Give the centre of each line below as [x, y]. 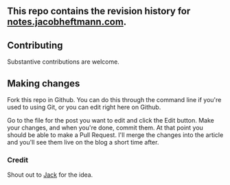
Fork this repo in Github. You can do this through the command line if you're [114, 100]
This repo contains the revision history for [99, 11]
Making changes [44, 83]
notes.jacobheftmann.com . [67, 22]
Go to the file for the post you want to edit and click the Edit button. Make [111, 121]
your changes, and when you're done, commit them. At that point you [105, 128]
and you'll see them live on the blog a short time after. [83, 143]
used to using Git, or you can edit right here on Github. [84, 107]
